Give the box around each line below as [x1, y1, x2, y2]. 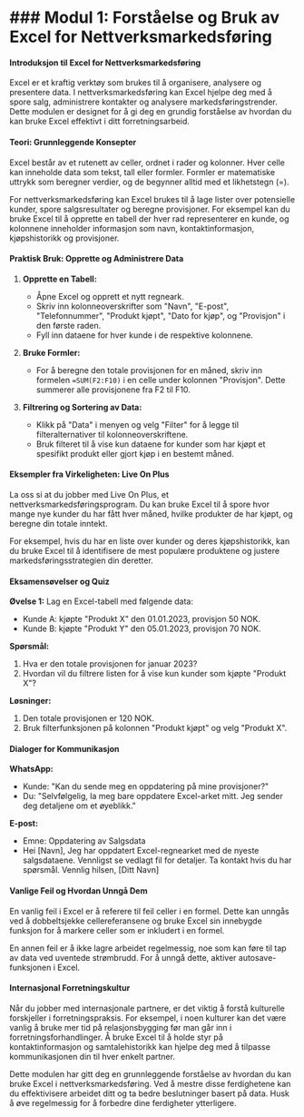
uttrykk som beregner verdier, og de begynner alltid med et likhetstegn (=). [9, 176, 289, 187]
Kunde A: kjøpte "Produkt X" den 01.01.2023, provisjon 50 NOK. [22, 614, 261, 625]
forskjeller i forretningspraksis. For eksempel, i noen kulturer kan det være [9, 1012, 287, 1023]
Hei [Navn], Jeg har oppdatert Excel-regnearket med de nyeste [22, 845, 260, 856]
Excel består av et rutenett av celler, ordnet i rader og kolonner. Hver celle [9, 157, 286, 168]
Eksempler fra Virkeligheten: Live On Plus [9, 469, 170, 479]
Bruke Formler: [22, 347, 81, 358]
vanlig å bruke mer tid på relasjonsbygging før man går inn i [9, 1022, 232, 1033]
